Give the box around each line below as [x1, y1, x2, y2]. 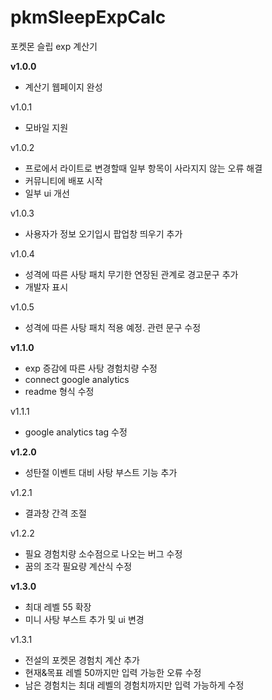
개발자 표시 [24, 281, 69, 293]
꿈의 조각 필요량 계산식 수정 [24, 560, 133, 572]
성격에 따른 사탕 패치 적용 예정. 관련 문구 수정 [24, 321, 202, 333]
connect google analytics [24, 373, 130, 385]
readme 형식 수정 [24, 385, 95, 397]
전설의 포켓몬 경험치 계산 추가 [24, 654, 140, 666]
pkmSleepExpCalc [10, 6, 167, 29]
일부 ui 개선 [24, 187, 70, 199]
